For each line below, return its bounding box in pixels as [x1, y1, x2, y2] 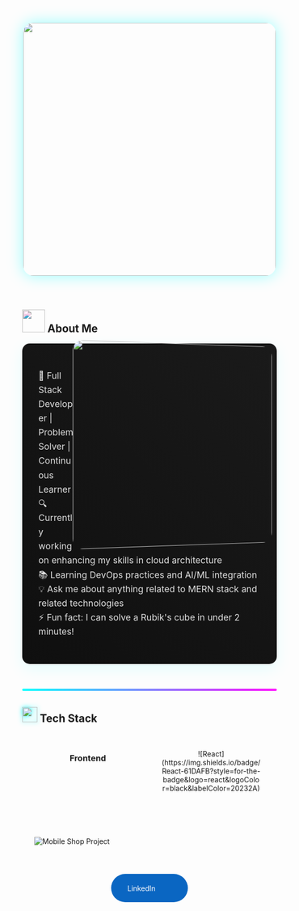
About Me [47, 321, 99, 335]
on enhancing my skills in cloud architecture [38, 554, 222, 566]
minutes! [38, 625, 74, 638]
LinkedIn [127, 883, 156, 893]
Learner [38, 483, 72, 495]
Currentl [38, 511, 73, 523]
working [38, 540, 73, 552]
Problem [38, 426, 74, 439]
